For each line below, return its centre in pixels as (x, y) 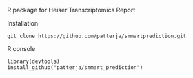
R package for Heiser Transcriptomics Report (71, 10)
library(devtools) (33, 61)
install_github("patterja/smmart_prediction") (75, 68)
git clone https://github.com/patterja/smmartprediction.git (97, 36)
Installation (23, 23)
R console (21, 49)
